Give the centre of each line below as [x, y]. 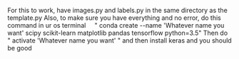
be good [20, 48]
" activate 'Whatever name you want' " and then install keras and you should [119, 41]
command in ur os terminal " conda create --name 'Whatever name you [116, 25]
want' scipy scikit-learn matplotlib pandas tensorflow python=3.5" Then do [118, 33]
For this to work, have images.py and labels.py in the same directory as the [118, 10]
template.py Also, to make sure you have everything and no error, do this [114, 18]
